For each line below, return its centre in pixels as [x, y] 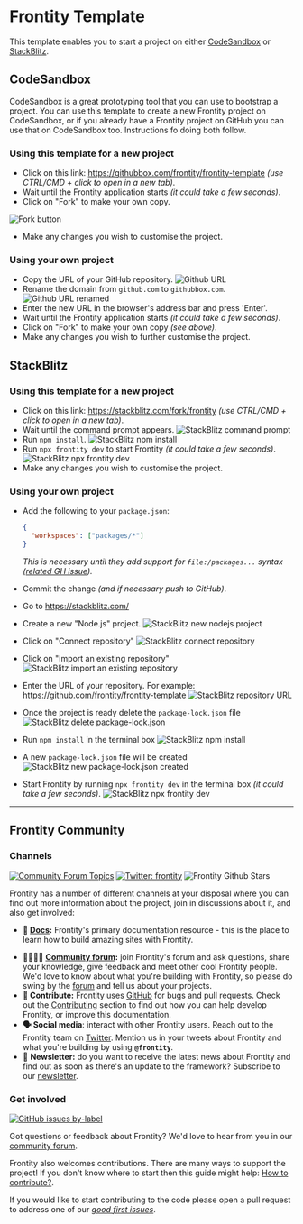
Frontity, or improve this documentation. [96, 1014]
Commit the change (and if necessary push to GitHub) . [124, 589]
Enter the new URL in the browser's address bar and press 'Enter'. [145, 308]
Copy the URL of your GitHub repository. [97, 279]
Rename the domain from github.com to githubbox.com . [124, 289]
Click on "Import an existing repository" [96, 658]
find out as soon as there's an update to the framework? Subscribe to [151, 1066]
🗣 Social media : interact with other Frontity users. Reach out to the [148, 1024]
